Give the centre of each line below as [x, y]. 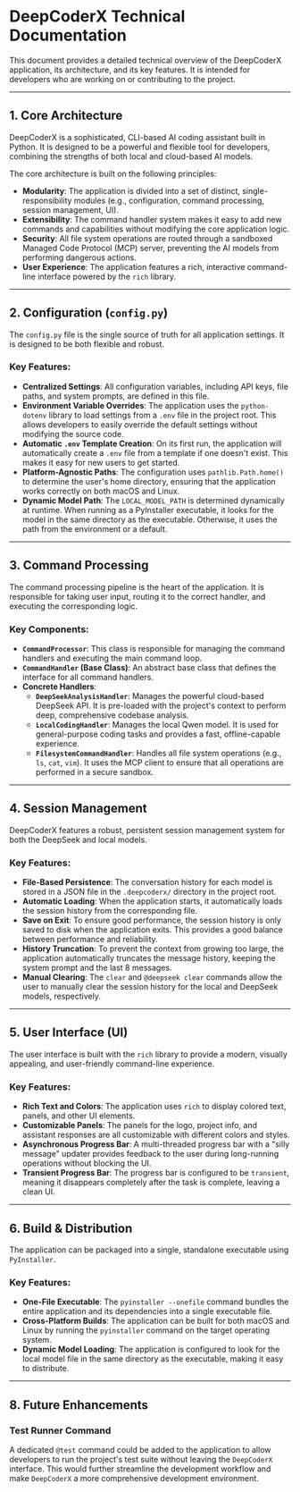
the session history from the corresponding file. [110, 911]
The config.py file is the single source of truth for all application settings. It [147, 334]
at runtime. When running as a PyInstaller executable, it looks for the [148, 510]
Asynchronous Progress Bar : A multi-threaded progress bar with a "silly [156, 1144]
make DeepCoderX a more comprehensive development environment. [134, 1478]
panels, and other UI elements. [79, 1116]
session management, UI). [70, 210]
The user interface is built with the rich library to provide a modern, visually [149, 1054]
